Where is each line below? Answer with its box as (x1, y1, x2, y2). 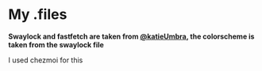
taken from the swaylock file (8, 39, 105, 49)
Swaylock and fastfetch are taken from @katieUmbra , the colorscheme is (8, 32, 255, 41)
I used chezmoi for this (8, 55, 83, 65)
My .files (8, 6, 67, 24)
